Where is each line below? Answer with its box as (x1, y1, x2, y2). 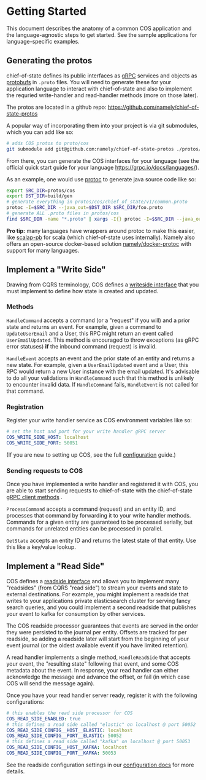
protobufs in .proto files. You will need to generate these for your (6, 78, 172, 85)
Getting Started (6, 4, 87, 18)
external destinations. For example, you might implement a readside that (6, 590, 189, 597)
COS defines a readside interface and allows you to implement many (6, 577, 180, 585)
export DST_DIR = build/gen (6, 193, 72, 199)
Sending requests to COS (6, 466, 83, 475)
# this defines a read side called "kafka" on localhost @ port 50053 (6, 739, 191, 745)
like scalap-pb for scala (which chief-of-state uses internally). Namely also (6, 234, 195, 241)
